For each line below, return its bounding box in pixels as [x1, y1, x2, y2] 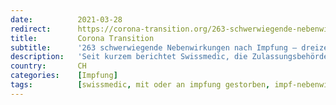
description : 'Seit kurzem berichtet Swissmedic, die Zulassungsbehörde [10, 52, 329, 62]
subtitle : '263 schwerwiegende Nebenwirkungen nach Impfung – [10, 42, 298, 53]
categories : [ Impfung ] [10, 71, 118, 81]
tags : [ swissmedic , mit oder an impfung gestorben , [10, 80, 271, 90]
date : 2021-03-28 [10, 14, 123, 25]
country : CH [10, 61, 87, 71]
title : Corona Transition [10, 33, 155, 43]
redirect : [10, 24, 52, 34]
